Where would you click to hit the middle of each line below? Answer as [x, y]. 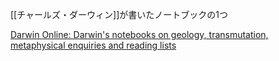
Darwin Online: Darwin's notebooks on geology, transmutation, [139, 34]
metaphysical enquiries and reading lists [93, 45]
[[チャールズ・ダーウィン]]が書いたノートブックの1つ [119, 14]
